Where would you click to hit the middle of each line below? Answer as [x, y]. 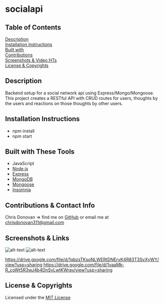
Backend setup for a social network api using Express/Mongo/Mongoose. [80, 93]
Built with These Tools [40, 152]
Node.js [20, 169]
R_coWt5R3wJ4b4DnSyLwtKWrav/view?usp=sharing [59, 270]
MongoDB [22, 179]
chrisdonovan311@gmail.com [35, 222]
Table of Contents [33, 27]
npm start [22, 136]
